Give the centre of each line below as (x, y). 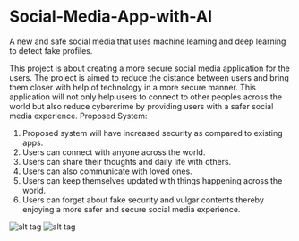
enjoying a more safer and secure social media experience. (131, 209)
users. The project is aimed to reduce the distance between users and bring (149, 77)
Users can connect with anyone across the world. (114, 152)
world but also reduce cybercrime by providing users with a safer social (141, 106)
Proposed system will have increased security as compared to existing (153, 133)
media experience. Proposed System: (78, 116)
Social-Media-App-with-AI (111, 17)
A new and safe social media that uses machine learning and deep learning (148, 41)
